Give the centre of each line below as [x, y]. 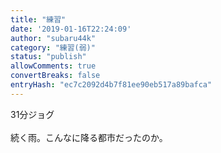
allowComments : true [53, 66]
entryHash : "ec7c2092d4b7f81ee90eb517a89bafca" [111, 85]
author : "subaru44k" [53, 38]
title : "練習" [38, 19]
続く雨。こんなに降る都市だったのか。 [89, 137]
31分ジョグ [32, 114]
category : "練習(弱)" [53, 47]
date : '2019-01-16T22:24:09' [71, 29]
